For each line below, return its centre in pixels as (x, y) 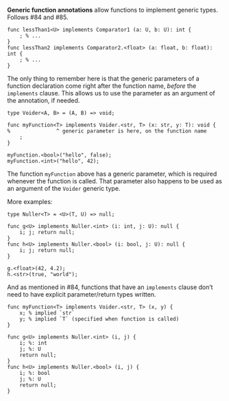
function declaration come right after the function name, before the (102, 86)
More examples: (30, 202)
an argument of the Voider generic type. (64, 188)
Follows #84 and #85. (38, 17)
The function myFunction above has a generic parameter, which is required (112, 174)
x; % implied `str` (47, 313)
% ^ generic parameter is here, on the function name (107, 131)
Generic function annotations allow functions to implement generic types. (112, 10)
